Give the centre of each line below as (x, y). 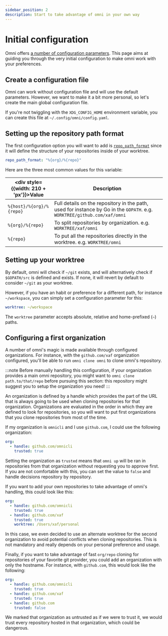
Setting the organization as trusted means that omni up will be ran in (75, 461)
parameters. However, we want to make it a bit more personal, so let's (77, 97)
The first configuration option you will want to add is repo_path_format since (83, 146)
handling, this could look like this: (39, 492)
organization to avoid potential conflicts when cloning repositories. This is (81, 539)
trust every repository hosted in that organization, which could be (72, 623)
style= (34, 182)
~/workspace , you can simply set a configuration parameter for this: (74, 298)
